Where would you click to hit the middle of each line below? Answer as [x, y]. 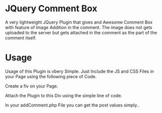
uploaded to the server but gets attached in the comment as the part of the [81, 32]
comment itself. [21, 38]
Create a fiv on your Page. [32, 86]
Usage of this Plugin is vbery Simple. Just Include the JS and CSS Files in [80, 71]
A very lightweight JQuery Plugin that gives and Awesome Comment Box [79, 22]
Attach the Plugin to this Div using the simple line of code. [64, 95]
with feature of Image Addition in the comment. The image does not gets [79, 27]
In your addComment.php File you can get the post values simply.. [72, 105]
